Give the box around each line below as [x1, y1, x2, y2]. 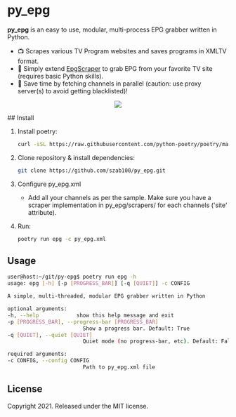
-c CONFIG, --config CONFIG [7, 357, 90, 364]
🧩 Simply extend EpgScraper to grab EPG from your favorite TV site [17, 64, 213, 72]
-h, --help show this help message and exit [7, 312, 174, 319]
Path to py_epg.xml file [82, 364, 156, 371]
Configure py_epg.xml [17, 180, 81, 188]
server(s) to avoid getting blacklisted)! [17, 86, 128, 95]
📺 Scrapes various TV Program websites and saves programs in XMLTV [17, 46, 227, 55]
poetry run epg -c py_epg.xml [17, 235, 107, 242]
